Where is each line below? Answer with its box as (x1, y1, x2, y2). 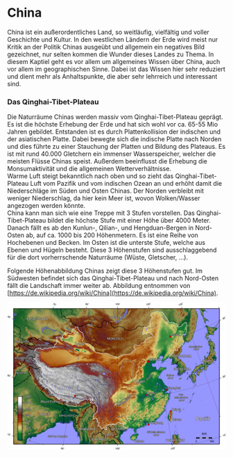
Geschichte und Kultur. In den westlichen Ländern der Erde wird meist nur (7, 35, 218, 43)
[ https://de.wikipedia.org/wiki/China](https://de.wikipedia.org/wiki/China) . (7, 289, 218, 297)
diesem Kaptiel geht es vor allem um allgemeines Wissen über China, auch (7, 57, 221, 65)
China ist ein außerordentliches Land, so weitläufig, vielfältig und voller (7, 28, 209, 36)
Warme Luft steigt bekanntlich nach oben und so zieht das (7, 172, 174, 180)
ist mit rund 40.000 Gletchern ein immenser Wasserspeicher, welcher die (7, 150, 216, 158)
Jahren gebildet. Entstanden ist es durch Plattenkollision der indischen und (7, 127, 221, 136)
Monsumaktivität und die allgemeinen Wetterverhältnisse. (7, 165, 172, 173)
